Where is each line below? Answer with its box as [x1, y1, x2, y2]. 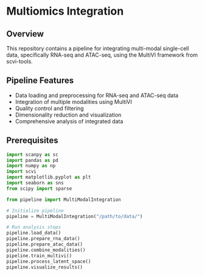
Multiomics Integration [6, 4, 124, 18]
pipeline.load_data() [6, 230, 62, 236]
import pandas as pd [6, 157, 59, 163]
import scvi [6, 169, 37, 175]
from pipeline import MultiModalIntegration [6, 197, 121, 203]
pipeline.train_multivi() [6, 252, 72, 259]
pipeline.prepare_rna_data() [6, 236, 80, 242]
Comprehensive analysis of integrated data [15, 117, 124, 125]
